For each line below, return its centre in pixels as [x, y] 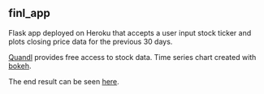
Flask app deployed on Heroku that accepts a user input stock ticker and [130, 32]
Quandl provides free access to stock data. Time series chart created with [132, 57]
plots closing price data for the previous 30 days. [91, 41]
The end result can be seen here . [64, 81]
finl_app [30, 13]
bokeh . [20, 66]
